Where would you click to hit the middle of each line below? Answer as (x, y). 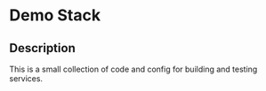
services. (26, 79)
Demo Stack (55, 15)
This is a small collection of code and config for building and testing (133, 69)
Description (42, 48)
